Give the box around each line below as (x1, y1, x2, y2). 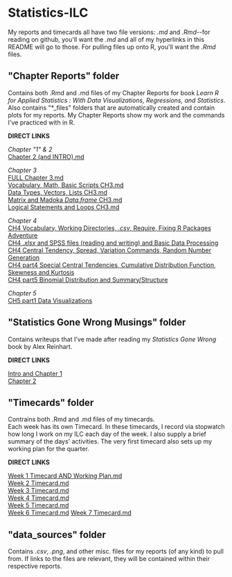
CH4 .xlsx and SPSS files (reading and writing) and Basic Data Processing (8, 238, 219, 247)
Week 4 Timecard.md (8, 494, 70, 502)
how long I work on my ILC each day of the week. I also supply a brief (8, 430, 207, 439)
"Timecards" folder (8, 396, 94, 408)
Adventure (8, 231, 38, 239)
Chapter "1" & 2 (8, 145, 53, 154)
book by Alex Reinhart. (8, 342, 73, 350)
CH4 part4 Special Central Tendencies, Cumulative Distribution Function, (8, 261, 216, 269)
